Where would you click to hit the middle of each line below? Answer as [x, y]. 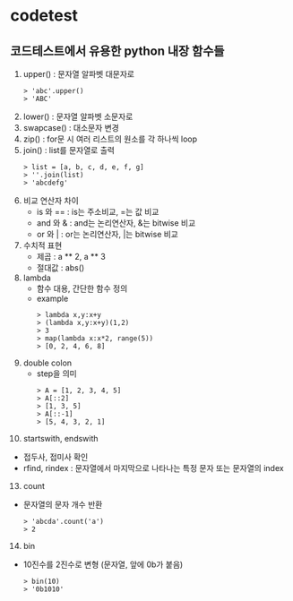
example [52, 298]
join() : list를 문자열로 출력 [69, 150]
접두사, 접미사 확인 [56, 457]
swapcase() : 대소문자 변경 [71, 128]
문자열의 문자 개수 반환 [63, 504]
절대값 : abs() [60, 268]
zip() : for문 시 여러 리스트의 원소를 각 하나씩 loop [110, 139]
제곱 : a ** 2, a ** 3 [71, 257]
